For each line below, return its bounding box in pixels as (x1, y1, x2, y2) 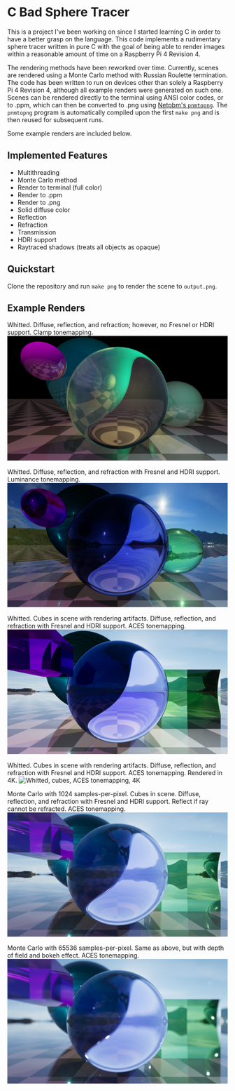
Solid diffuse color (17, 205, 71, 214)
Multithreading (17, 168, 60, 176)
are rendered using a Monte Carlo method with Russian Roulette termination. (7, 71, 228, 79)
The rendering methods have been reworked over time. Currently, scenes (7, 63, 219, 72)
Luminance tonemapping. (7, 475, 81, 483)
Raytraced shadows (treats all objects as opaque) (17, 243, 161, 251)
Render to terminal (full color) (17, 183, 103, 192)
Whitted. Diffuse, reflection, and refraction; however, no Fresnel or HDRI (7, 321, 215, 329)
